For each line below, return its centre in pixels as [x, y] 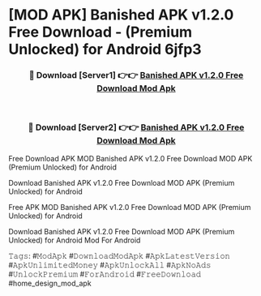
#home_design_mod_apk [50, 283]
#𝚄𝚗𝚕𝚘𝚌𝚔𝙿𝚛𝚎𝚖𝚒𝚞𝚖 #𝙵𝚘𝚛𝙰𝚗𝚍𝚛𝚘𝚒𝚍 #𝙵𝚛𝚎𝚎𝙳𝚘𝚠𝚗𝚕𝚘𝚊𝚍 [105, 274]
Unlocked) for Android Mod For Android [75, 240]
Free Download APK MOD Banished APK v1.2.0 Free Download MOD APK [130, 158]
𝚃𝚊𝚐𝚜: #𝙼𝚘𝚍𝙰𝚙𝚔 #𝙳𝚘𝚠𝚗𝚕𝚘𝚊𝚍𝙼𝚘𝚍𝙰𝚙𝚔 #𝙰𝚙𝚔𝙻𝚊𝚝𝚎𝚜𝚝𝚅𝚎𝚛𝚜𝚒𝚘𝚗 [120, 255]
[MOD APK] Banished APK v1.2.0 [121, 15]
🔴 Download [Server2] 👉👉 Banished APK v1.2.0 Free [136, 127]
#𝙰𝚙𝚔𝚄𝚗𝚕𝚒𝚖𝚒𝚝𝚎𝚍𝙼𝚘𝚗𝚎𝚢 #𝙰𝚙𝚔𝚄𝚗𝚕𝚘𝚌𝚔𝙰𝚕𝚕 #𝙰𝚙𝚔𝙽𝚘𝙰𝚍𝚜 [110, 264]
